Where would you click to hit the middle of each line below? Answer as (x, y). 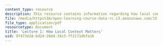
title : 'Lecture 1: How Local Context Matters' (54, 32)
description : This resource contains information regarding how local (78, 14)
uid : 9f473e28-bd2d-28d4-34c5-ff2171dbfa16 (50, 36)
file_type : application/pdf (33, 23)
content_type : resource (29, 9)
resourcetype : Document (29, 27)
